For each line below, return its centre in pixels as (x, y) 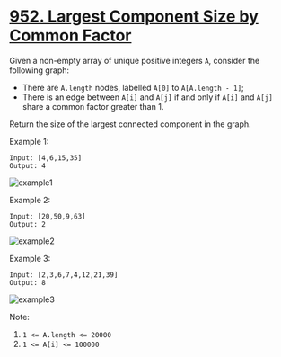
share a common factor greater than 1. (93, 106)
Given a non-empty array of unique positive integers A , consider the (135, 60)
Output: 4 (28, 165)
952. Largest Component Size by (134, 17)
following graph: (40, 70)
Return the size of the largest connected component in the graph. (130, 124)
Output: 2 (28, 224)
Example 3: (30, 258)
